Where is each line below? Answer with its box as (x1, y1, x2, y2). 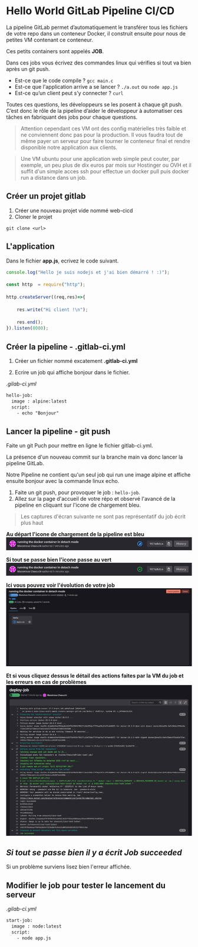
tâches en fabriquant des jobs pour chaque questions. (6, 113, 138, 121)
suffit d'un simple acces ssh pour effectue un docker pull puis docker (20, 167, 190, 175)
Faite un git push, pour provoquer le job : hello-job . (14, 489, 140, 496)
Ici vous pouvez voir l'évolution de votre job (6, 581, 115, 589)
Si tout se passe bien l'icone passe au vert (6, 556, 112, 563)
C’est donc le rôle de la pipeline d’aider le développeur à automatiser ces (6, 107, 183, 114)
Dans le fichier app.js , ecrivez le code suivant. (6, 257, 119, 264)
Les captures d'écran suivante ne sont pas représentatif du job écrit (20, 513, 186, 520)
